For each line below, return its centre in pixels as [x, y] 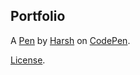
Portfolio [38, 16]
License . [28, 60]
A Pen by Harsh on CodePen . [70, 40]
